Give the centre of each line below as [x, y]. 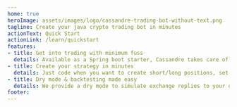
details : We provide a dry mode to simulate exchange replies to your [120, 86]
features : [22, 46]
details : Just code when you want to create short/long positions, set [121, 73]
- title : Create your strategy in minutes [71, 66]
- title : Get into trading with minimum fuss [75, 53]
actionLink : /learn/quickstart [53, 40]
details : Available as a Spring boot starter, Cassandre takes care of [121, 60]
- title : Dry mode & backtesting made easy [72, 79]
